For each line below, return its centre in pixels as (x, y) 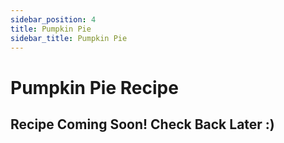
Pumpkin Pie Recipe (94, 87)
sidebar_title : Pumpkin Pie (69, 38)
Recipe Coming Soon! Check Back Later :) (142, 124)
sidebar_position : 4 (53, 19)
